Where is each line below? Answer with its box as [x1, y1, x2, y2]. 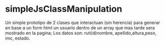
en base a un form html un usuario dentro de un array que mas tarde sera [5, 24, 155, 30]
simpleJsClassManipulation [5, 3, 122, 15]
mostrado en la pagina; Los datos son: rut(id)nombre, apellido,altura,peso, [5, 30, 157, 36]
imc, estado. [5, 35, 31, 41]
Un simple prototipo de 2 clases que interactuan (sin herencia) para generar [5, 20, 160, 25]
